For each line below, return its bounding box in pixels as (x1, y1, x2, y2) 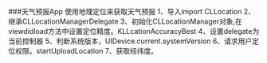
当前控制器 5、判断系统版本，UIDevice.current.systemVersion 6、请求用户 (8, 36, 253, 46)
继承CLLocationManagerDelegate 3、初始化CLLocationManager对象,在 (8, 17, 243, 26)
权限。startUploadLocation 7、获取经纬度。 (14, 46, 159, 55)
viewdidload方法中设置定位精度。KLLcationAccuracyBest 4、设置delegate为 (8, 27, 260, 35)
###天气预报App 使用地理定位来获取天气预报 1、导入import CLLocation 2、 (8, 7, 256, 16)
